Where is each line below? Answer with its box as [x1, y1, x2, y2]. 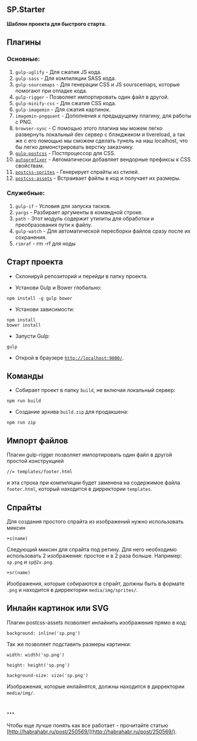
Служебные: [6, 189, 45, 197]
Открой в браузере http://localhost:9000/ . [15, 354, 124, 361]
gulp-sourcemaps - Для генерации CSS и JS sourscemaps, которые [15, 81, 181, 88]
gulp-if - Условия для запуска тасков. [15, 202, 111, 209]
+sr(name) [6, 570, 31, 576]
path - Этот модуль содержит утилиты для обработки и [15, 214, 154, 222]
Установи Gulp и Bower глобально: [15, 284, 102, 291]
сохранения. [15, 233, 47, 240]
